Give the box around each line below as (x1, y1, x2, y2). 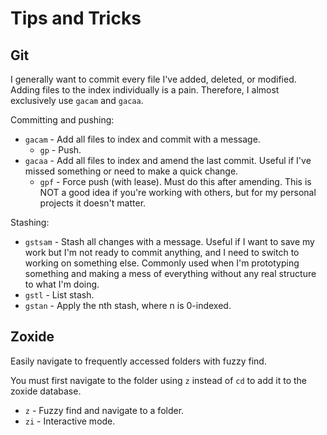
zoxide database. (10, 385, 82, 397)
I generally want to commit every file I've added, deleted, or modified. (10, 73, 297, 85)
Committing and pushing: (10, 114, 115, 126)
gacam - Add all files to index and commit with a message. (24, 133, 261, 145)
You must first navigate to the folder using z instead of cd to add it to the (10, 374, 308, 386)
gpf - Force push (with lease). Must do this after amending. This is (39, 176, 312, 187)
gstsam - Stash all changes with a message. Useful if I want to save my (24, 236, 315, 247)
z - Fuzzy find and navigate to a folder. (24, 404, 185, 416)
